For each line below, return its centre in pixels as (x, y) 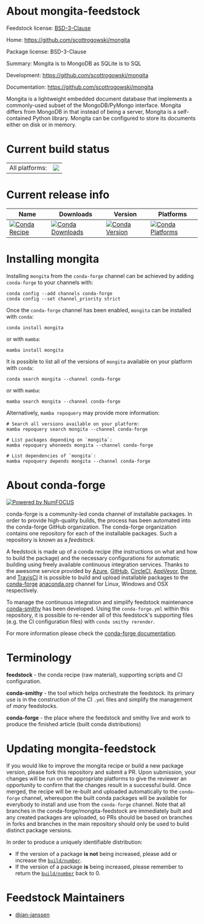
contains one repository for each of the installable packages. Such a (92, 533)
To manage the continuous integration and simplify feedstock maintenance (100, 602)
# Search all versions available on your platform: (73, 424)
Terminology (39, 658)
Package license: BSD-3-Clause (46, 51)
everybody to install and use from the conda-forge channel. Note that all (96, 804)
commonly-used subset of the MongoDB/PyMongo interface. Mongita (94, 105)
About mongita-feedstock (73, 11)
